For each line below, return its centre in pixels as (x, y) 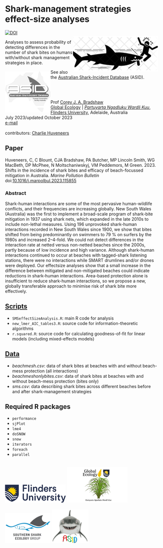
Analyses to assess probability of (38, 42)
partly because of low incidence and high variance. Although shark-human (80, 250)
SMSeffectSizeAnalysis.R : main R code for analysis (63, 318)
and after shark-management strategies (52, 391)
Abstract (16, 193)
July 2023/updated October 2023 (39, 117)
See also (59, 72)
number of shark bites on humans (39, 52)
